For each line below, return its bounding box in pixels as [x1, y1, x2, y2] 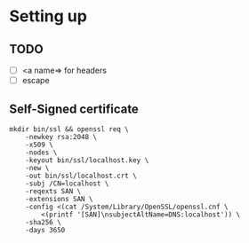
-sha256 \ [25, 217, 62, 227]
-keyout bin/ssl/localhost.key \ [25, 155, 149, 165]
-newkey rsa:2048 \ [25, 132, 98, 141]
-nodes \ [25, 148, 58, 157]
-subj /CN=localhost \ [25, 179, 109, 188]
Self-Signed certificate [9, 101, 140, 116]
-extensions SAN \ [25, 194, 93, 203]
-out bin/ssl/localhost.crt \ [25, 171, 138, 180]
